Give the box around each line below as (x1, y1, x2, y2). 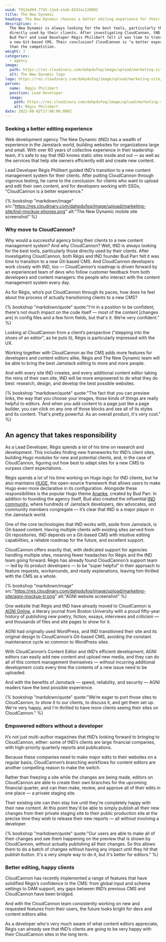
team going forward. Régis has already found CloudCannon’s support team (5, 557, 158, 564)
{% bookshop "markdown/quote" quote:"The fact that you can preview (5, 390, 150, 396)
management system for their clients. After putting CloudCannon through (5, 172, 154, 179)
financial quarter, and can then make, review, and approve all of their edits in (5, 785, 161, 791)
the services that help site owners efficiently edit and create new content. (5, 157, 155, 164)
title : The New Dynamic (5, 12, 54, 17)
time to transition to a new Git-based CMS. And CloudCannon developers (5, 259, 154, 265)
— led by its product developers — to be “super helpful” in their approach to (5, 563, 160, 569)
